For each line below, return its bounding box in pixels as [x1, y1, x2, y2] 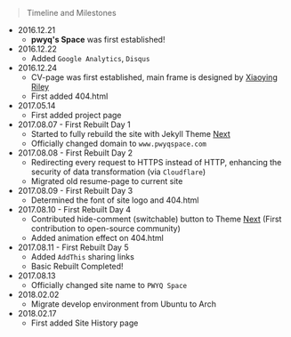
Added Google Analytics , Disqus [30, 53, 150, 63]
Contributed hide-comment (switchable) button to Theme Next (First [30, 213, 282, 224]
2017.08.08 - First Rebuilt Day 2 [17, 148, 133, 158]
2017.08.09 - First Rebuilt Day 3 [17, 186, 133, 196]
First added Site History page [30, 317, 139, 328]
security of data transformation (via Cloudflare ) [30, 166, 206, 177]
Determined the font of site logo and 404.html [30, 195, 199, 205]
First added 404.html [30, 91, 109, 101]
